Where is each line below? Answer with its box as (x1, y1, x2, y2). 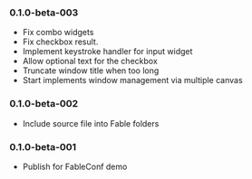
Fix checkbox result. (22, 36, 99, 47)
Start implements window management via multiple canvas (22, 75, 243, 86)
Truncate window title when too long (22, 65, 160, 76)
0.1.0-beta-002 (9, 98, 79, 110)
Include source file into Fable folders (22, 118, 160, 128)
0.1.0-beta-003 (9, 6, 79, 19)
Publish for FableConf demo (22, 161, 128, 172)
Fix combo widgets (22, 27, 94, 38)
